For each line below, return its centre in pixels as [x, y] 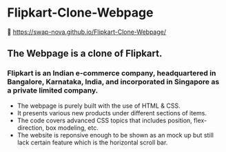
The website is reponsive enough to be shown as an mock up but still [115, 135]
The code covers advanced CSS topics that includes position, [105, 120]
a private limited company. [53, 91]
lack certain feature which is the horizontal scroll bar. [92, 142]
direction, [31, 127]
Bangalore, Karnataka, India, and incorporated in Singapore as [113, 82]
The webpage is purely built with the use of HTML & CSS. [99, 106]
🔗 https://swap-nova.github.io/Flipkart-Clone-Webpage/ [87, 32]
